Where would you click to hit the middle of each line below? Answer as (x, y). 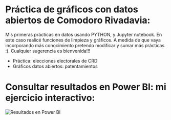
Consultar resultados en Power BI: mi (86, 87)
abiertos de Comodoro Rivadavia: (78, 20)
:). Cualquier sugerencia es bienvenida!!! (48, 51)
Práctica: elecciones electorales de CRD (55, 61)
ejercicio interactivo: (50, 98)
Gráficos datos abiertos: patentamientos (55, 66)
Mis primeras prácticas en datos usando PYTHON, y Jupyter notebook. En (84, 34)
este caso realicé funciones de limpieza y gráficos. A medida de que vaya (83, 40)
